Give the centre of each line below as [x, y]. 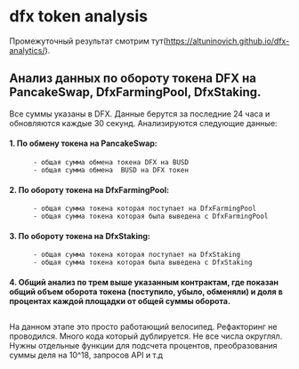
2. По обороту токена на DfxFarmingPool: [89, 189]
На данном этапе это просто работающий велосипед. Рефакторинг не [143, 327]
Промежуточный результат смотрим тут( [88, 41]
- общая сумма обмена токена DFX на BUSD [111, 162]
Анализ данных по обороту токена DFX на [133, 79]
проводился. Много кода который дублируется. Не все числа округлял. [146, 336]
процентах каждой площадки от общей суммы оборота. [120, 301]
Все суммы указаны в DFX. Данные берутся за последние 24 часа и [140, 114]
